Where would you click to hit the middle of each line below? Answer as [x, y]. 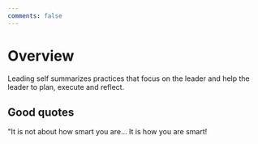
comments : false [35, 16]
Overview [41, 55]
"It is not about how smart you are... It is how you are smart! [107, 132]
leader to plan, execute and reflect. [66, 87]
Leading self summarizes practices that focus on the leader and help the [129, 78]
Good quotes [41, 112]
